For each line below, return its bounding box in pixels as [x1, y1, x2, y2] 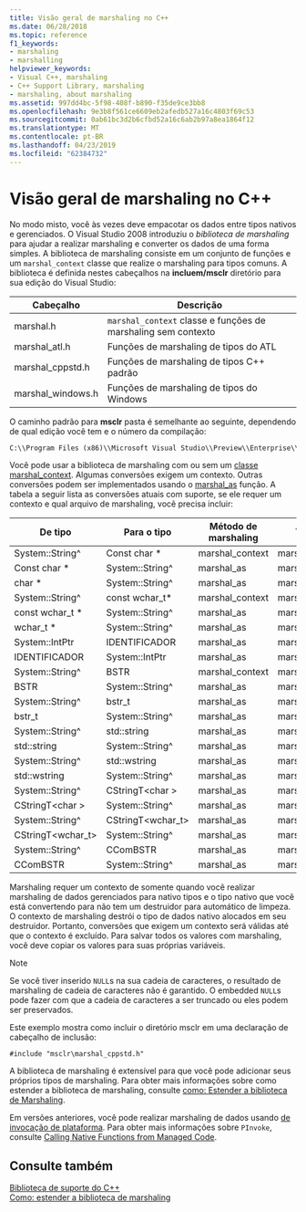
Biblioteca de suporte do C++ [9, 1183, 120, 1194]
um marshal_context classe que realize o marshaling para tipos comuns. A [9, 257, 288, 268]
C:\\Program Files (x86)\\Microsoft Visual [9, 444, 178, 453]
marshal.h [14, 319, 56, 332]
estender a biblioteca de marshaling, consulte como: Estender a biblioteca [9, 1085, 288, 1096]
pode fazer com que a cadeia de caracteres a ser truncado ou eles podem [9, 995, 289, 1006]
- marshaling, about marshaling [9, 89, 132, 99]
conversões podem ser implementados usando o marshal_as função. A [9, 479, 276, 490]
